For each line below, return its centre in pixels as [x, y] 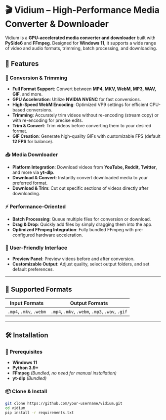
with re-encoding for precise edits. [47, 120]
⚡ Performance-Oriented [35, 207]
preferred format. [30, 183]
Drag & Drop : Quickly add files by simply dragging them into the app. [82, 224]
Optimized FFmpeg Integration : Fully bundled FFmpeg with [73, 230]
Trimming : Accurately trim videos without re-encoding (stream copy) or [85, 115]
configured [23, 235]
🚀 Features [22, 64]
